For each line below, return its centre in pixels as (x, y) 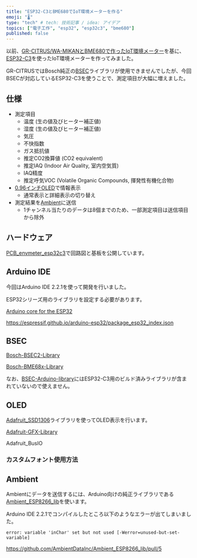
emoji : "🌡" (20, 17)
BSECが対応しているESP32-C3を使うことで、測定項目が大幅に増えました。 (98, 78)
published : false (27, 34)
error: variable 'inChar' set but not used (60, 532)
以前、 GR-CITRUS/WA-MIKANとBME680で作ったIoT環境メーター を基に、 (96, 51)
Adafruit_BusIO (24, 444)
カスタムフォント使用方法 (42, 459)
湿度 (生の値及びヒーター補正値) (62, 129)
